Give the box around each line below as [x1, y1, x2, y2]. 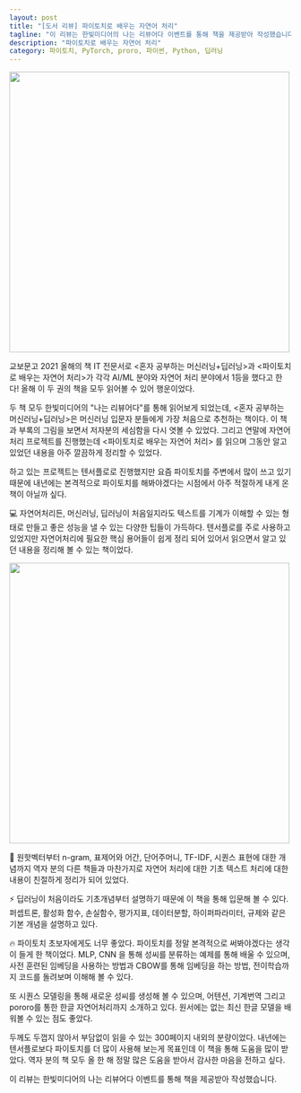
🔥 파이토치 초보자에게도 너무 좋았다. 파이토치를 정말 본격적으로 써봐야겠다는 [9, 938, 273, 948]
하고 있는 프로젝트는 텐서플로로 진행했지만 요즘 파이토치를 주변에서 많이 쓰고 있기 [9, 466, 292, 477]
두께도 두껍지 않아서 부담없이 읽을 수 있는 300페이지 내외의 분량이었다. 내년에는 [9, 1032, 287, 1043]
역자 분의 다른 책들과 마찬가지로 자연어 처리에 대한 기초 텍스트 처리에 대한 [32, 863, 289, 874]
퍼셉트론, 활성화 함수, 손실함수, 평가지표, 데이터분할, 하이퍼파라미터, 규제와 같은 [9, 908, 287, 919]
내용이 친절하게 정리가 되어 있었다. [9, 875, 129, 886]
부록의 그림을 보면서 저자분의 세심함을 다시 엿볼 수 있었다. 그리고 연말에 [18, 425, 267, 436]
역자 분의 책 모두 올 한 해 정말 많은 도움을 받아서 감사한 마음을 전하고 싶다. [28, 1054, 286, 1065]
